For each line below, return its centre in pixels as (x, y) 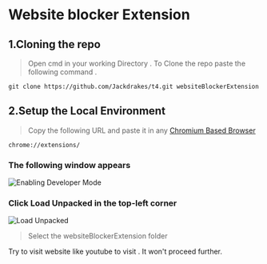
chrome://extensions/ (44, 145)
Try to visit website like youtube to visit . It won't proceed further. (115, 252)
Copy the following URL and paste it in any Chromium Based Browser (141, 130)
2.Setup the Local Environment (87, 111)
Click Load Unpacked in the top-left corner (93, 203)
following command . (62, 72)
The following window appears (70, 165)
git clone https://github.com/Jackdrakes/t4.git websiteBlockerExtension (134, 86)
